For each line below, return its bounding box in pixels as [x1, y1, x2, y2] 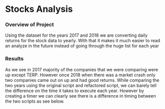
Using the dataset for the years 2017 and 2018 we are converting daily [5, 32, 148, 38]
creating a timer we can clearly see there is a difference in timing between [5, 93, 156, 99]
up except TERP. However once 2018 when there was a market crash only [5, 72, 156, 78]
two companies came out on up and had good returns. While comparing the [5, 77, 160, 83]
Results [5, 55, 24, 62]
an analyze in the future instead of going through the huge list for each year [5, 43, 159, 49]
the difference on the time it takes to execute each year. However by [5, 88, 144, 94]
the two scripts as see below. [5, 98, 65, 104]
